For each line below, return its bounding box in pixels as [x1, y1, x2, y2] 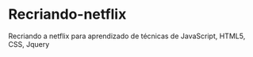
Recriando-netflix [8, 5, 127, 23]
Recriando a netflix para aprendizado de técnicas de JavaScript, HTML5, [8, 31, 246, 41]
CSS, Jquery [8, 39, 50, 48]
